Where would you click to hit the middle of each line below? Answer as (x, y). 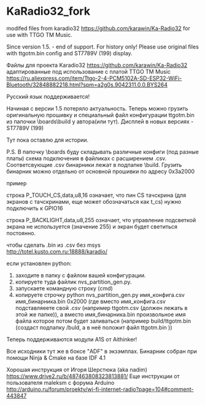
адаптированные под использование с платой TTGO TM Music (88, 71)
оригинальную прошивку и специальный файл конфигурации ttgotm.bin (100, 115)
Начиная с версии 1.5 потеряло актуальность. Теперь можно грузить (97, 108)
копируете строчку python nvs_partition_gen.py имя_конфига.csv (100, 295)
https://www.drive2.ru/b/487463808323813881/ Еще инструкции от (93, 376)
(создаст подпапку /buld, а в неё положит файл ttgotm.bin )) (94, 327)
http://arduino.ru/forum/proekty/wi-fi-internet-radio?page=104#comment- (100, 389)
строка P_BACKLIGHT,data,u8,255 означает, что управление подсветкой (101, 220)
